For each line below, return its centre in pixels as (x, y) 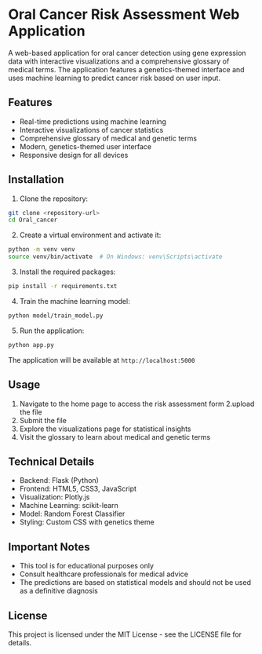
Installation (36, 179)
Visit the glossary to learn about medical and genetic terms (115, 437)
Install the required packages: (67, 272)
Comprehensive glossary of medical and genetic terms (108, 138)
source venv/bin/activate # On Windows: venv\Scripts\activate (115, 257)
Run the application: (52, 331)
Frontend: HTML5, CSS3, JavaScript (78, 489)
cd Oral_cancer (33, 220)
